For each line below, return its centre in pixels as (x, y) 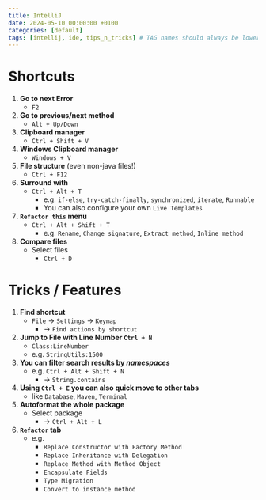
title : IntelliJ (35, 15)
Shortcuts (42, 77)
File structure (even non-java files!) (78, 166)
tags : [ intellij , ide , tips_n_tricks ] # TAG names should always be (123, 38)
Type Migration (68, 481)
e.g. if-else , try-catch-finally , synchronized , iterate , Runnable (149, 199)
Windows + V (51, 158)
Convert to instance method (89, 490)
